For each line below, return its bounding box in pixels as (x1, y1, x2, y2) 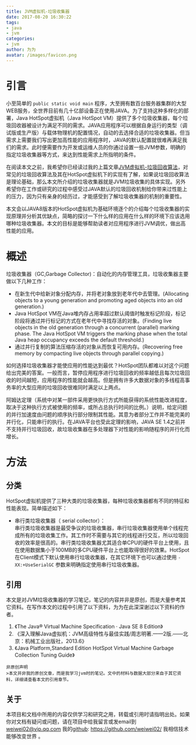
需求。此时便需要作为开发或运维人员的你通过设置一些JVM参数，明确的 (16, 143, 186, 151)
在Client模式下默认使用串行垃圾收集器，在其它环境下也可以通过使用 (14, 553, 177, 561)
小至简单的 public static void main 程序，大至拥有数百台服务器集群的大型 (6, 100, 187, 107)
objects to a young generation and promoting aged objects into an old (14, 296, 183, 303)
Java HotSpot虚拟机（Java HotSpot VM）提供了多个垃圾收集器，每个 (16, 114, 183, 121)
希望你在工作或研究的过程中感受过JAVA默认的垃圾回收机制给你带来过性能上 (6, 185, 188, 192)
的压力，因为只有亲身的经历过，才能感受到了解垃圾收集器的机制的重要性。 (6, 193, 185, 200)
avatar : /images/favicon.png (6, 52, 77, 58)
